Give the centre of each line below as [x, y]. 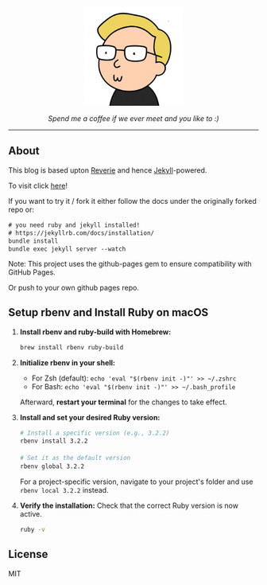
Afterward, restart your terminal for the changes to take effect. [124, 402]
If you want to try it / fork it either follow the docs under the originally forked [132, 201]
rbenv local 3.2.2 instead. [64, 489]
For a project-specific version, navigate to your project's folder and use [136, 482]
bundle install [33, 241]
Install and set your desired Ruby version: [90, 417]
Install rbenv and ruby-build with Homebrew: [95, 332]
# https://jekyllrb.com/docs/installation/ [81, 233]
